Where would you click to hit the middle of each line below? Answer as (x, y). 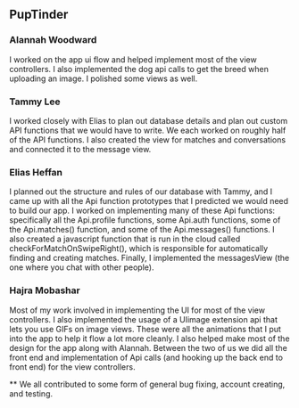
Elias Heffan (36, 172)
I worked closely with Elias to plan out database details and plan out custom (149, 120)
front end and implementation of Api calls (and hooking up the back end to (146, 357)
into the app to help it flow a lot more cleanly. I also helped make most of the (149, 339)
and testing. (31, 393)
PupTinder (39, 15)
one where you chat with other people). (82, 267)
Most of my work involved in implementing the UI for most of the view (137, 310)
